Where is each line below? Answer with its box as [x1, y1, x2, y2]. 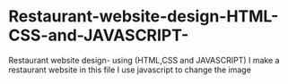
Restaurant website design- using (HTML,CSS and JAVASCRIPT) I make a [8, 55, 280, 65]
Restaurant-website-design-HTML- [8, 6, 279, 27]
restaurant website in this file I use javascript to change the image [8, 64, 252, 75]
